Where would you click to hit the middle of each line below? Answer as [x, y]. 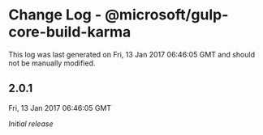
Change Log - [55, 15]
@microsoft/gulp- [166, 15]
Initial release [31, 124]
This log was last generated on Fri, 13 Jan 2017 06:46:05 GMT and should [132, 54]
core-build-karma [70, 32]
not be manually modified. [52, 63]
